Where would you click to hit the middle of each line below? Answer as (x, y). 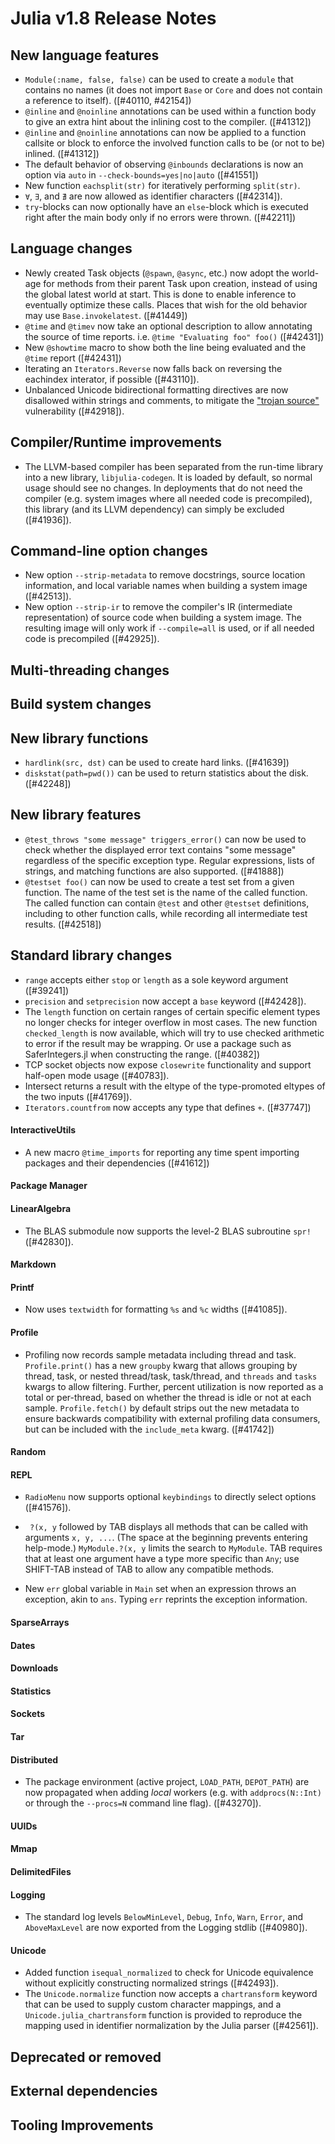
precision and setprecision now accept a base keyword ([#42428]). (165, 1001)
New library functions (79, 738)
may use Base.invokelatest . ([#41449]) (106, 315)
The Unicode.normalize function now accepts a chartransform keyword (171, 1994)
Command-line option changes (109, 551)
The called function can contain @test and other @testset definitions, (167, 903)
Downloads (34, 1668)
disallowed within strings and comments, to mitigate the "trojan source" (172, 400)
